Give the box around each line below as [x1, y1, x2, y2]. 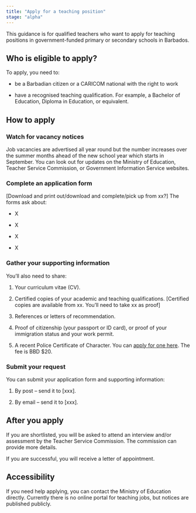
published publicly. [6, 500, 51, 507]
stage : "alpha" [6, 14, 43, 20]
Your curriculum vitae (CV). [14, 283, 81, 291]
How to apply [6, 115, 56, 125]
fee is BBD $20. [14, 347, 53, 355]
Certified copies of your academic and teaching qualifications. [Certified [14, 295, 189, 302]
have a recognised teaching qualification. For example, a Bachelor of [14, 92, 180, 99]
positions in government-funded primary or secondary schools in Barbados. [6, 36, 190, 43]
